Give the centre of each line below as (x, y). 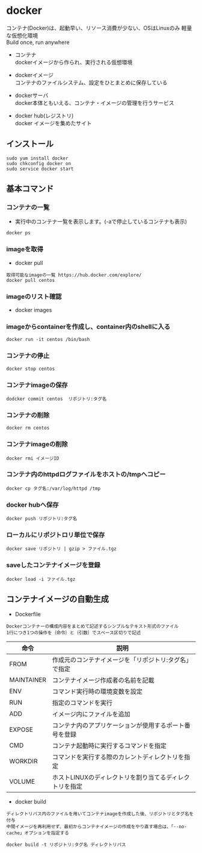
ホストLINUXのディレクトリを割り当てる (109, 777)
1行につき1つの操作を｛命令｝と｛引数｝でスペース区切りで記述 (74, 633)
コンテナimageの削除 (37, 445)
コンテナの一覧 (28, 207)
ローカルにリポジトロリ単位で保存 (56, 535)
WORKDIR (23, 761)
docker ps (19, 233)
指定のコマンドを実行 (82, 702)
